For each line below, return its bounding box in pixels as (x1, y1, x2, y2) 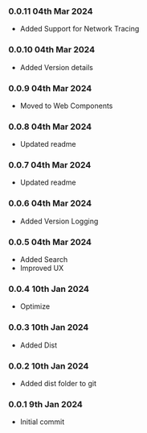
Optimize (19, 302, 51, 311)
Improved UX (19, 264, 64, 273)
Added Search (19, 255, 68, 264)
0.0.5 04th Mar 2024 (8, 236, 92, 248)
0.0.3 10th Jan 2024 (8, 322, 89, 333)
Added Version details (19, 62, 94, 72)
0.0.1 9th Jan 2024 (8, 398, 83, 410)
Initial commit (19, 417, 65, 427)
